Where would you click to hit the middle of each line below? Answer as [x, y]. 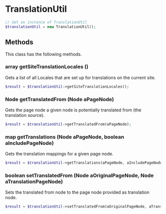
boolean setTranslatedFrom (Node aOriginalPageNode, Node [80, 175]
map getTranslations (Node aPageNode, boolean [65, 137]
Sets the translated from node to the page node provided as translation [77, 192]
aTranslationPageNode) [34, 181]
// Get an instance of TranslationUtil [46, 22]
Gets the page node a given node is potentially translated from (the [73, 110]
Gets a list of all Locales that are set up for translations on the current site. [80, 77]
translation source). [25, 115]
